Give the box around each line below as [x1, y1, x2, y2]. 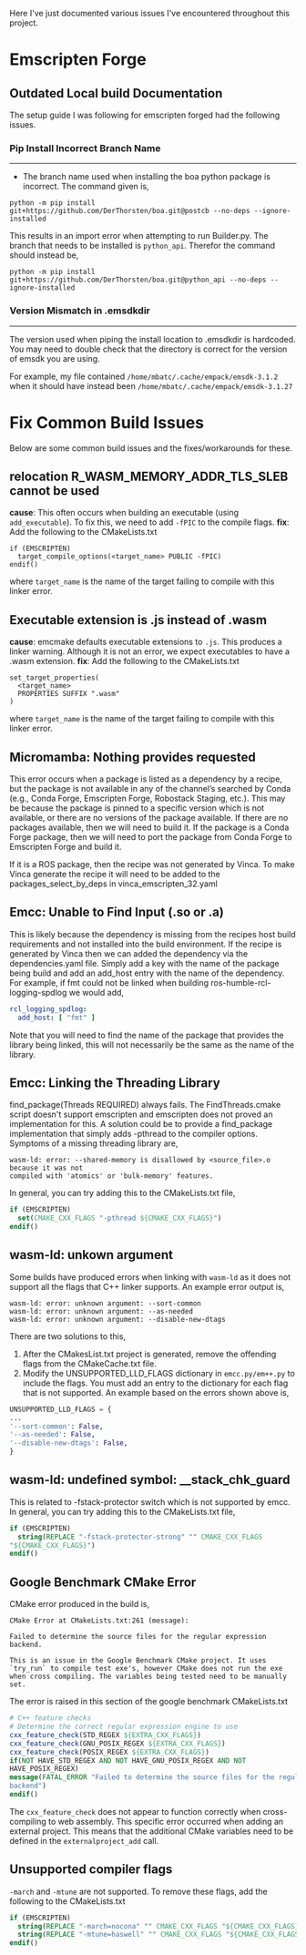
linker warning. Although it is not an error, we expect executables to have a [9, 646, 290, 657]
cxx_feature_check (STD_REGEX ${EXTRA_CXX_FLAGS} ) [9, 1730, 202, 1739]
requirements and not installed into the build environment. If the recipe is [9, 938, 282, 949]
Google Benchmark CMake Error [9, 1574, 197, 1590]
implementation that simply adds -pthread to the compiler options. [9, 1129, 258, 1140]
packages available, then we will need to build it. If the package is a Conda [9, 822, 290, 833]
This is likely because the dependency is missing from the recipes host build [9, 928, 296, 939]
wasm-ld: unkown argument [9, 1247, 174, 1263]
